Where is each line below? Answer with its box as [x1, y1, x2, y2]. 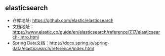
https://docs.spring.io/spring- [49, 40, 110, 46]
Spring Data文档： [12, 40, 50, 46]
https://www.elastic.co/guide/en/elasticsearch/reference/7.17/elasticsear [12, 29, 161, 35]
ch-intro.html [12, 34, 39, 40]
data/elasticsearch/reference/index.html [12, 45, 94, 51]
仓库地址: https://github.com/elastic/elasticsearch [12, 17, 114, 23]
